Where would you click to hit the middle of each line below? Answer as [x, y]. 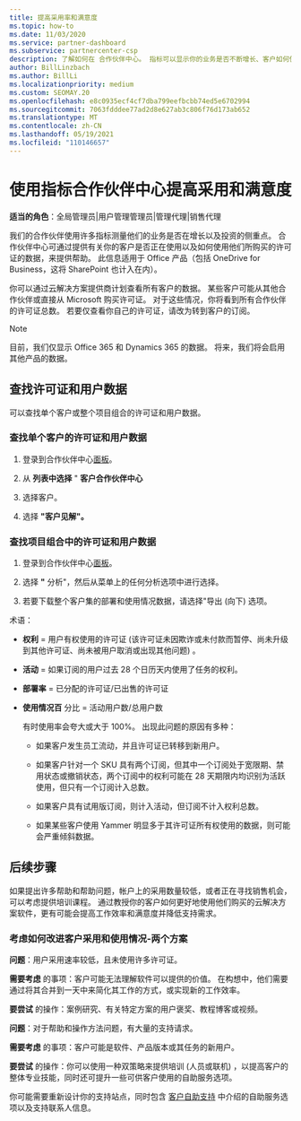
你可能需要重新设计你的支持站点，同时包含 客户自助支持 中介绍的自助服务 [145, 1097]
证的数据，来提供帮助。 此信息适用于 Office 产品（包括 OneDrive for [135, 257]
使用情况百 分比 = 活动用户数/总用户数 [92, 708]
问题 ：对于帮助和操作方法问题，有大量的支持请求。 [103, 1029]
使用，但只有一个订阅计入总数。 [95, 787]
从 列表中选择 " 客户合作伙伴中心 [82, 478]
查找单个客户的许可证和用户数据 [78, 438]
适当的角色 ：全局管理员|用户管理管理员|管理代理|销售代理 [115, 216]
